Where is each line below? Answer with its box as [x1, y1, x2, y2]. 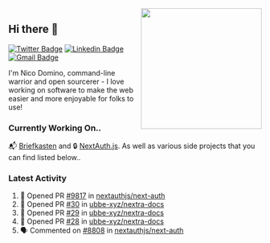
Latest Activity [8, 173, 67, 184]
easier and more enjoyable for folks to [8, 93, 134, 103]
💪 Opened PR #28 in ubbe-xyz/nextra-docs [19, 216, 165, 226]
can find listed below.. [8, 153, 81, 163]
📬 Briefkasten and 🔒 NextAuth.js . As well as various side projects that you [8, 141, 256, 151]
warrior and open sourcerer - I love [8, 76, 125, 86]
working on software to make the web [8, 84, 134, 95]
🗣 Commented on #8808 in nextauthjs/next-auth [19, 225, 184, 236]
